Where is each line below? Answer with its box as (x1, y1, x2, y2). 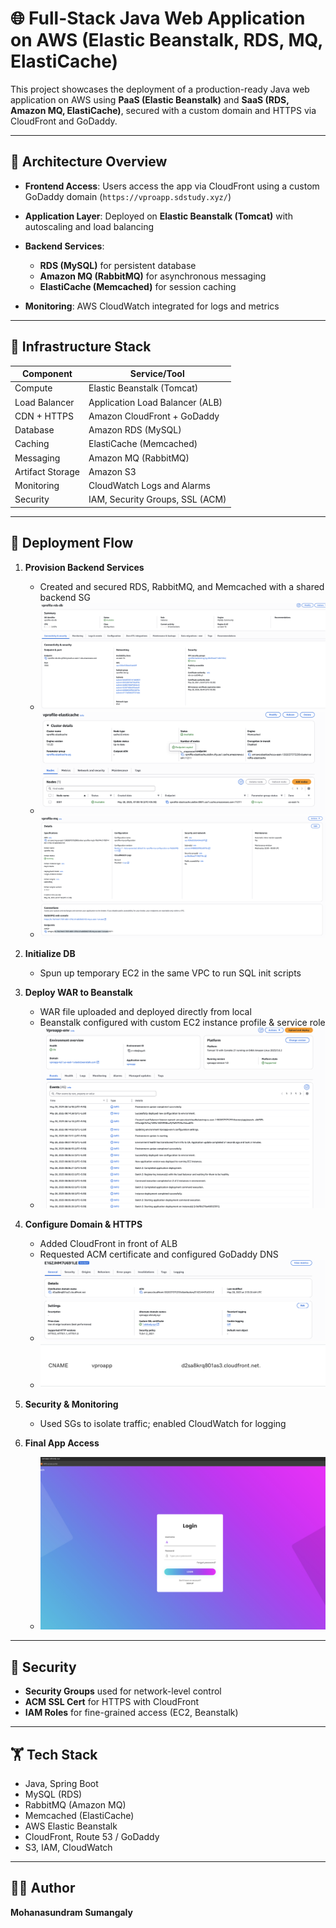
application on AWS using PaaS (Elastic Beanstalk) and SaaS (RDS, (10, 93, 290, 106)
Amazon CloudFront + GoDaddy (88, 410, 220, 422)
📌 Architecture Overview (10, 153, 168, 171)
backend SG (39, 591, 91, 603)
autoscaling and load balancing (24, 220, 155, 232)
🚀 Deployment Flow (10, 535, 134, 552)
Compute (14, 382, 53, 394)
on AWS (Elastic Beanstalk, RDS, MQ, (10, 29, 323, 52)
